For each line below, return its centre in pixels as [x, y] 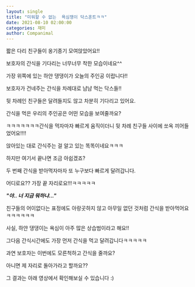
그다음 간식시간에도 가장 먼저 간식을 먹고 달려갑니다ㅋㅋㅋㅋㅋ [77, 241]
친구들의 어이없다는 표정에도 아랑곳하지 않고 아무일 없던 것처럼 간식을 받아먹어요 [97, 208]
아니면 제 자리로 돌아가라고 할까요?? [47, 266]
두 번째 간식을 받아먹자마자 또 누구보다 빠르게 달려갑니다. [71, 171]
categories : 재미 [26, 28]
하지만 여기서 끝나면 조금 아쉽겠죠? [46, 158]
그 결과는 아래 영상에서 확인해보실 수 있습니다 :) [60, 278]
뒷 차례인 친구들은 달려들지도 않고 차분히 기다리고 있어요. [71, 101]
